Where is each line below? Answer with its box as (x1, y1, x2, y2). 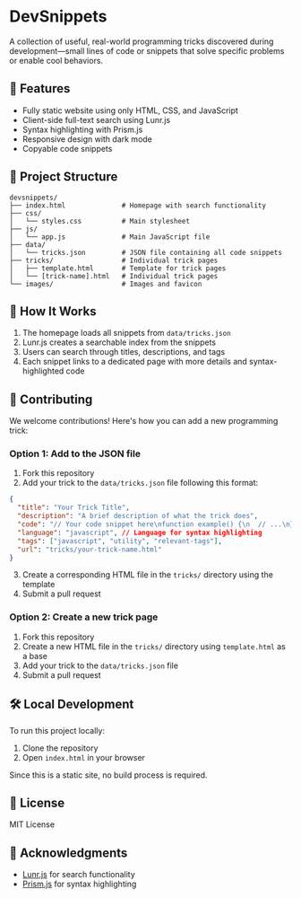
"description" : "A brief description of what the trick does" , (17, 512, 258, 521)
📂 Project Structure (9, 169, 118, 185)
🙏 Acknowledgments (9, 845, 128, 860)
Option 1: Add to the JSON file (9, 447, 142, 460)
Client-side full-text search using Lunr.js (21, 114, 171, 125)
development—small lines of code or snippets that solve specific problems (9, 45, 285, 56)
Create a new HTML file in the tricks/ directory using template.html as (21, 640, 287, 652)
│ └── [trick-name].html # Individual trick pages (9, 271, 219, 280)
